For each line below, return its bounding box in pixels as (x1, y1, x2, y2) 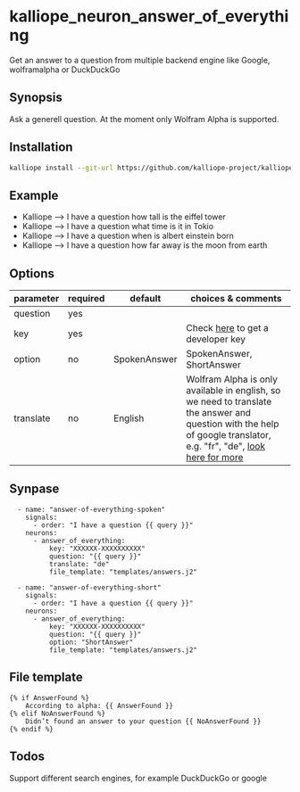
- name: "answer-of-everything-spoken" (17, 505, 166, 514)
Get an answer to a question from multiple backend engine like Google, (9, 54, 271, 65)
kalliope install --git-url (9, 163, 114, 172)
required (68, 293, 105, 305)
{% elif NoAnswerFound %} (9, 709, 105, 718)
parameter (13, 293, 60, 305)
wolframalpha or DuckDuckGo (9, 64, 121, 75)
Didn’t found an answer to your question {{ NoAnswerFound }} (25, 716, 262, 726)
